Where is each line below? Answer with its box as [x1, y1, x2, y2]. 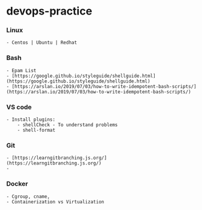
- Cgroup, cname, [6, 193, 50, 200]
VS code [6, 103, 32, 111]
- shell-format [17, 127, 56, 134]
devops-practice [6, 4, 93, 18]
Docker [6, 180, 29, 188]
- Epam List [6, 67, 36, 73]
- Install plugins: [6, 117, 56, 123]
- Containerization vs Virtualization [6, 198, 104, 205]
